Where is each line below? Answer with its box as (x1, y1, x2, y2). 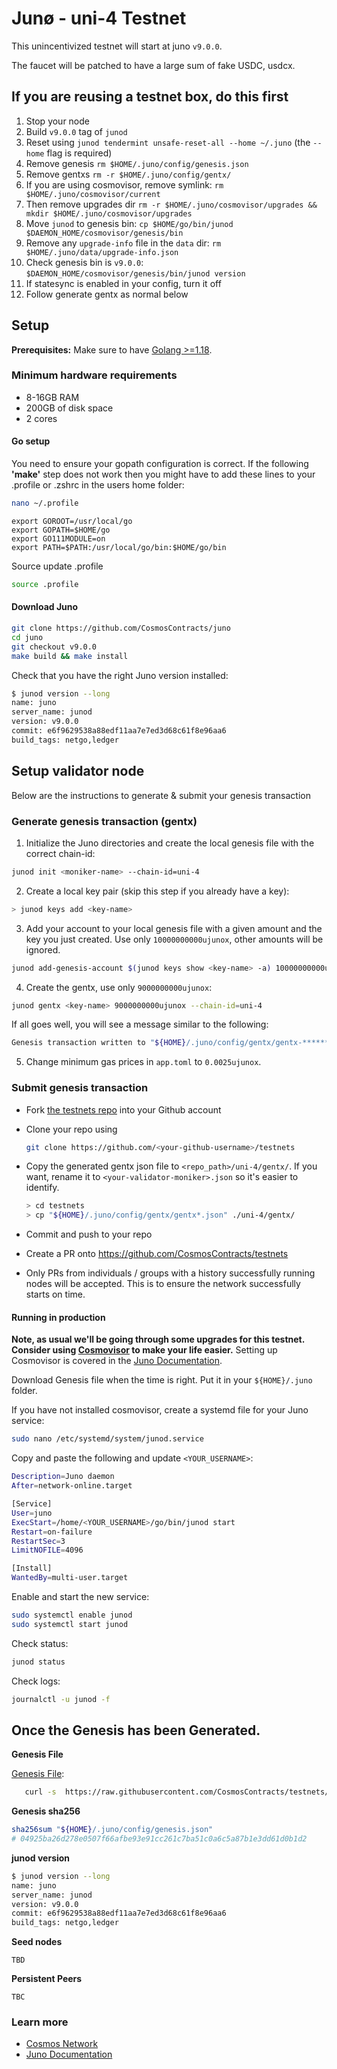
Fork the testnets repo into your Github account (25, 1103, 222, 1116)
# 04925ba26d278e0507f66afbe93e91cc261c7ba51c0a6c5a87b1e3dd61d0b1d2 (11, 1834, 308, 1844)
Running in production (11, 1311, 106, 1323)
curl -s (24, 1787, 57, 1797)
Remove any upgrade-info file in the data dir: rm (25, 237, 222, 249)
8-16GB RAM (25, 391, 80, 403)
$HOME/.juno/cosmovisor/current (25, 189, 161, 199)
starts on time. (25, 1288, 86, 1301)
